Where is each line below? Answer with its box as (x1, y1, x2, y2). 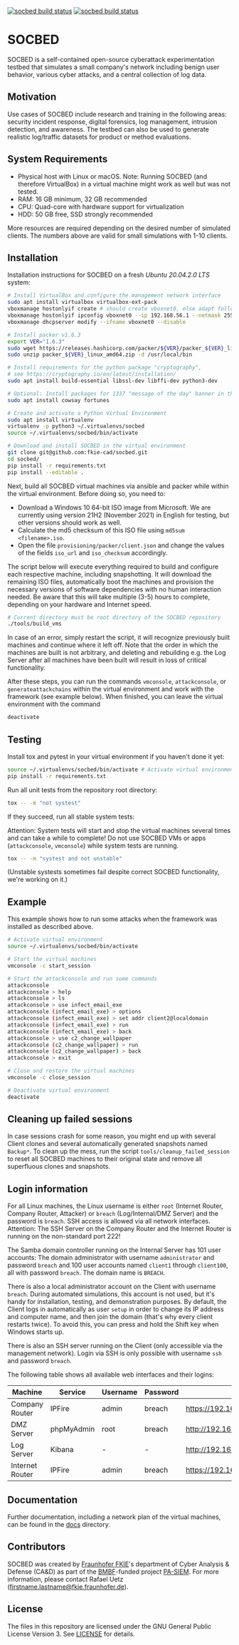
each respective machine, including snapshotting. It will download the (7, 569, 212, 578)
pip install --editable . (7, 468, 84, 476)
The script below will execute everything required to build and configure (7, 562, 219, 571)
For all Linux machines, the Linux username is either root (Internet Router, (7, 1202, 223, 1210)
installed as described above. (7, 923, 94, 931)
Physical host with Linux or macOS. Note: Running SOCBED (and (17, 172, 208, 181)
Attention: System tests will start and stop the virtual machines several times (7, 826, 231, 834)
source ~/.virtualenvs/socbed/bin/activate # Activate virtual (7, 766, 199, 773)
